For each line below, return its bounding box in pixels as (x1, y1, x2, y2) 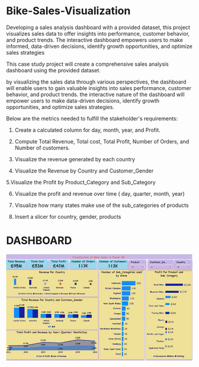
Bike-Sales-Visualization (6, 4, 131, 18)
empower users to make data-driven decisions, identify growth (6, 97, 160, 104)
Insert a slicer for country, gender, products (14, 213, 121, 220)
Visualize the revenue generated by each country (14, 155, 135, 162)
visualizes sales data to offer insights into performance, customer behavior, (6, 30, 190, 37)
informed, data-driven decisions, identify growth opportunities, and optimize (6, 43, 192, 50)
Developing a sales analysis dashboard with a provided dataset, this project (6, 24, 191, 31)
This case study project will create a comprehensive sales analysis (6, 60, 169, 68)
